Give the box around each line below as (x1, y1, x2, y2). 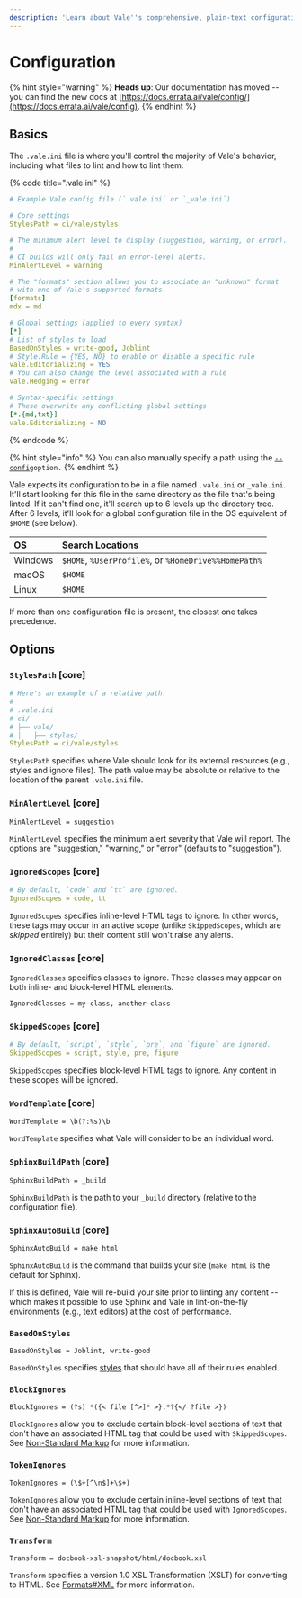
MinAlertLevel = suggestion (9, 817, 115, 826)
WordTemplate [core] (9, 1096, 96, 1109)
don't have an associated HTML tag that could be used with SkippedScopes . (9, 1428, 288, 1439)
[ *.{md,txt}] (9, 410, 58, 419)
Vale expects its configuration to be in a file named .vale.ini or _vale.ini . (9, 478, 286, 490)
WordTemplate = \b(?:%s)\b (9, 1117, 111, 1127)
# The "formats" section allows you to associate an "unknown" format (9, 277, 280, 286)
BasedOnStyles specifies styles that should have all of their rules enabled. (9, 1362, 280, 1373)
